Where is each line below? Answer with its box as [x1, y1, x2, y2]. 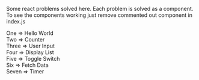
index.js [6, 18, 26, 25]
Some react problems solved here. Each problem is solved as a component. [6, 5, 194, 12]
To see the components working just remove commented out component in [6, 11, 192, 19]
